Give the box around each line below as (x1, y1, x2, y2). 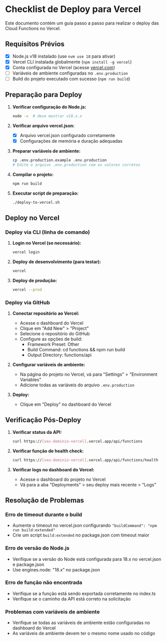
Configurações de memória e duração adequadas (19, 138, 122, 144)
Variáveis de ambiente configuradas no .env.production (12, 70, 128, 76)
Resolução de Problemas (5, 496, 84, 504)
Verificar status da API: (12, 429, 62, 435)
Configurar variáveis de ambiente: (12, 361, 85, 367)
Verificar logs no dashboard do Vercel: (12, 466, 95, 472)
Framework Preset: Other (27, 341, 79, 347)
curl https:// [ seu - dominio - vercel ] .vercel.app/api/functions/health (12, 457, 158, 462)
